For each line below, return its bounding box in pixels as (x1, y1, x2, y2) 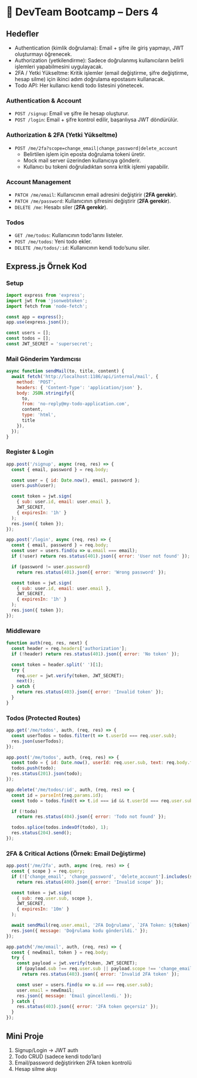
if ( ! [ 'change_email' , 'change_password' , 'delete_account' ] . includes (11, 874, 188, 880)
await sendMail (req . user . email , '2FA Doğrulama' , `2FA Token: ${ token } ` (11, 923, 193, 928)
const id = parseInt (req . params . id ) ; (11, 792, 104, 798)
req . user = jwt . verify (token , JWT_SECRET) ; (16, 672, 125, 679)
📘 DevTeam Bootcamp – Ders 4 (6, 5, 159, 19)
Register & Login (6, 447, 54, 456)
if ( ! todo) (11, 808, 38, 814)
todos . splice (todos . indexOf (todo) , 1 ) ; (11, 824, 109, 831)
